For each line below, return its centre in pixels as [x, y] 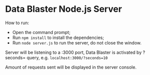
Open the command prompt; [41, 32]
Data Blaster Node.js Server [64, 9]
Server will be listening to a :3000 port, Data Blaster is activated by [74, 52]
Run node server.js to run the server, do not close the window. [77, 42]
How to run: [17, 23]
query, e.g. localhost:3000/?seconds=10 [67, 57]
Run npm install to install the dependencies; [58, 37]
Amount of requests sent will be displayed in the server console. [71, 67]
